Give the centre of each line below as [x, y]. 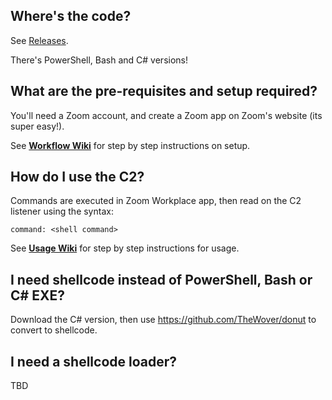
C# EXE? [37, 295]
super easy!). [37, 126]
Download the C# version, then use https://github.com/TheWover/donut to [163, 320]
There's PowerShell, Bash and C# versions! [99, 60]
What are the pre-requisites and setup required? [164, 91]
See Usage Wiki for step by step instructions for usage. [125, 248]
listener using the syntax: [62, 211]
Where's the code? [71, 16]
